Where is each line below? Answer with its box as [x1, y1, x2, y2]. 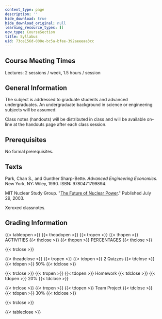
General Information [5, 84, 67, 92]
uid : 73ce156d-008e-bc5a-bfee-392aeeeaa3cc [5, 39, 95, 44]
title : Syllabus [5, 35, 38, 39]
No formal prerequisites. [5, 149, 54, 155]
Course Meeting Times [5, 57, 76, 65]
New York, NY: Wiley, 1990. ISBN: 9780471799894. [5, 181, 107, 186]
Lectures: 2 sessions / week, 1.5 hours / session [5, 70, 101, 75]
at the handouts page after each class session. [13, 122, 107, 127]
